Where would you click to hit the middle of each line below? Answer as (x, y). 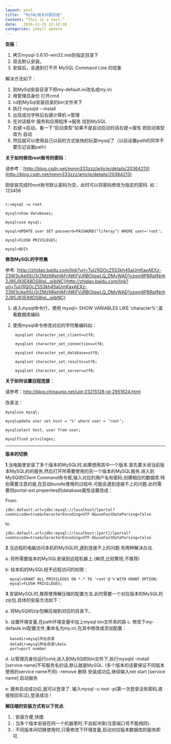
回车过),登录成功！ (34, 695)
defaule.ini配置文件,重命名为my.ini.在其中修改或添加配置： (66, 628)
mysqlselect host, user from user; (43, 430)
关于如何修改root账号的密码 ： (36, 158)
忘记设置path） (33, 147)
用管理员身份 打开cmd (36, 96)
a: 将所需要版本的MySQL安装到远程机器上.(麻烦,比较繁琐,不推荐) (73, 559)
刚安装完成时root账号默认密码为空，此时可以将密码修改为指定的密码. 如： (82, 185)
